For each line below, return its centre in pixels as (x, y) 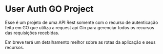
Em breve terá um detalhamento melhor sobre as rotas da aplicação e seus (81, 42)
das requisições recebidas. (32, 33)
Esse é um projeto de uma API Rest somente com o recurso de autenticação (81, 22)
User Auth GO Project (49, 9)
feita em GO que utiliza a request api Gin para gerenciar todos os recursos (80, 27)
